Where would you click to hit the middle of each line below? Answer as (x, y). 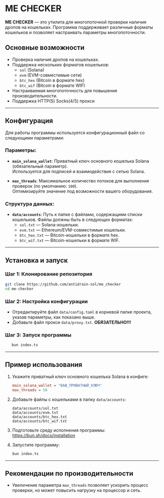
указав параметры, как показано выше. (54, 317)
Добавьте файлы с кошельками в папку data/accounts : (69, 399)
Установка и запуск (37, 260)
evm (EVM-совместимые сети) (51, 75)
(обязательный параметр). (40, 166)
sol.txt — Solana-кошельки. (49, 225)
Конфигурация (29, 121)
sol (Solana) (32, 70)
